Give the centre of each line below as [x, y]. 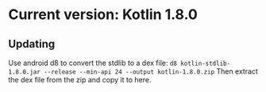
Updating [32, 44]
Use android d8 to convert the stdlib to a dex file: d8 [93, 63]
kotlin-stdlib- [205, 63]
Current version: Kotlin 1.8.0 [103, 15]
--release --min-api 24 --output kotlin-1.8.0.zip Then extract [150, 71]
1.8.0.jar [25, 72]
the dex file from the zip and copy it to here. [80, 80]
